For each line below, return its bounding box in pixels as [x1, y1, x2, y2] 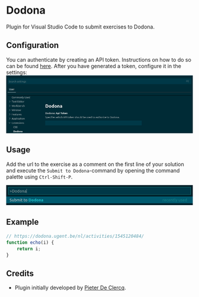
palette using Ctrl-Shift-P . [6, 173, 73, 180]
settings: [6, 69, 28, 76]
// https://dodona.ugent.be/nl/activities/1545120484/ [6, 233, 145, 239]
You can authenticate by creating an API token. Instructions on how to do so [6, 56, 191, 63]
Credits [6, 268, 34, 279]
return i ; [17, 245, 41, 252]
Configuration [6, 40, 59, 50]
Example [6, 217, 39, 227]
